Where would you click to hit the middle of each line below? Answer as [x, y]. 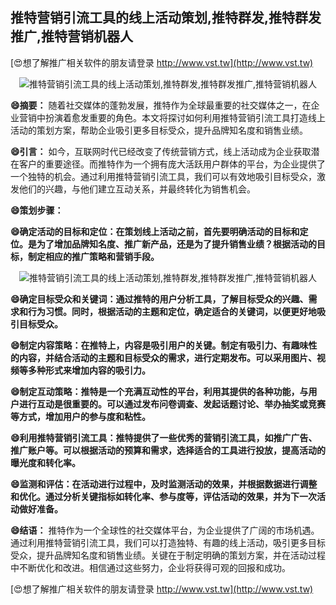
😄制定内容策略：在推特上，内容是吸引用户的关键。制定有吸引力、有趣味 [159, 345]
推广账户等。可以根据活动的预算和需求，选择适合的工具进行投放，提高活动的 [168, 450]
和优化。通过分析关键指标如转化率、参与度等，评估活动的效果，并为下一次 [163, 496]
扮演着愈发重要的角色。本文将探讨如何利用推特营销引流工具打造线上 [185, 117]
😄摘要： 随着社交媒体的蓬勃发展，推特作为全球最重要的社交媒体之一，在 [161, 105]
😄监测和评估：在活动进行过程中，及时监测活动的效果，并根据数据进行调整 [164, 484]
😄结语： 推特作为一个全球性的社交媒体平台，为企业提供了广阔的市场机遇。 [165, 530]
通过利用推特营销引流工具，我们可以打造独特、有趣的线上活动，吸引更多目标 [168, 542]
